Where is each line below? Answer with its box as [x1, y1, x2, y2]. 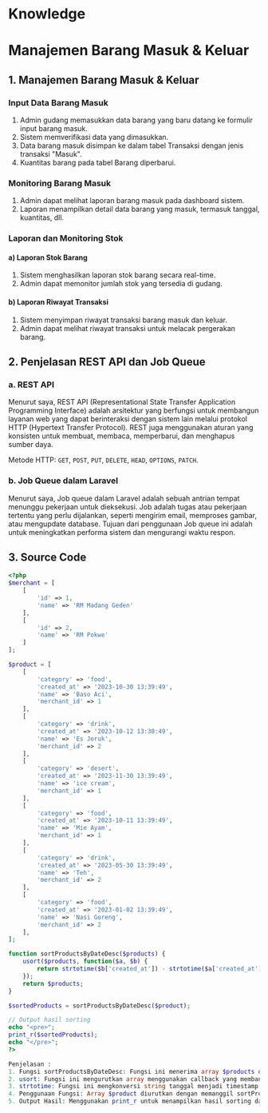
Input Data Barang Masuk [8, 97, 109, 108]
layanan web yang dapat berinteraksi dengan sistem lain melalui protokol [8, 414, 248, 424]
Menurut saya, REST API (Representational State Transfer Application [8, 397, 236, 407]
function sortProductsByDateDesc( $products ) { [8, 950, 166, 958]
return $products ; [22, 979, 84, 987]
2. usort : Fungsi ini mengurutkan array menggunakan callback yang [8, 1075, 238, 1083]
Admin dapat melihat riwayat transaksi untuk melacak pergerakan [19, 323, 235, 333]
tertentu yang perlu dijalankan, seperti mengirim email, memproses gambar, [8, 510, 258, 520]
